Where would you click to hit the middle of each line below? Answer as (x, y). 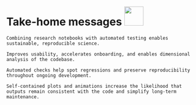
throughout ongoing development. (49, 75)
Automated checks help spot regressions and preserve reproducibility (98, 70)
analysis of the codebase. (41, 59)
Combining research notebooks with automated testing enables (87, 38)
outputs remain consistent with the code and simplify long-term (91, 92)
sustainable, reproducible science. (53, 43)
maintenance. (23, 97)
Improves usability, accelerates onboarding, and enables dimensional (98, 54)
